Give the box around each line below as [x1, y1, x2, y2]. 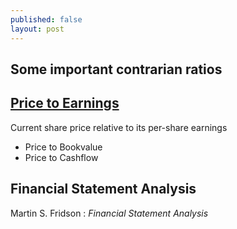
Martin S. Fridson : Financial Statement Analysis [10, 207, 209, 219]
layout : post [10, 24, 65, 34]
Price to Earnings [10, 95, 120, 112]
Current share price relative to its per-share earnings [10, 121, 228, 133]
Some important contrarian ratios [10, 61, 223, 78]
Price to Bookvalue [24, 141, 103, 153]
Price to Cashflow [24, 151, 99, 163]
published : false [10, 14, 83, 25]
